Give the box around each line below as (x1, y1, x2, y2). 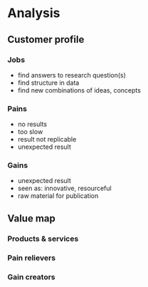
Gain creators (7, 272, 55, 282)
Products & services (7, 234, 79, 244)
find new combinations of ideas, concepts (17, 85, 141, 94)
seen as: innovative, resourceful (17, 184, 112, 193)
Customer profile (7, 33, 85, 46)
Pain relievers (7, 253, 55, 263)
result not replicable (17, 135, 77, 144)
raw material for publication (17, 192, 99, 200)
